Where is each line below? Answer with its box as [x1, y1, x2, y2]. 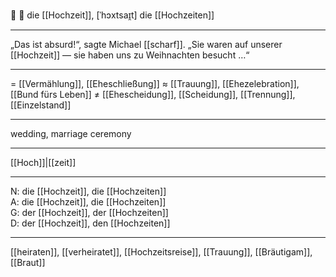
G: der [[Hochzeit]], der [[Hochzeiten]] [10, 207, 169, 218]
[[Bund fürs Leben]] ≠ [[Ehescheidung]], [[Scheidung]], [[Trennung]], [10, 89, 296, 100]
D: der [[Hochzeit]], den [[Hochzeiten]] [10, 217, 171, 229]
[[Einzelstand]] [10, 99, 72, 111]
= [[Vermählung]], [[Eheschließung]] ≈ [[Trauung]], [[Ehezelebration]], [10, 78, 300, 89]
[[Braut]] [10, 257, 46, 268]
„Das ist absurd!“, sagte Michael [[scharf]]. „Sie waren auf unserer [10, 39, 283, 50]
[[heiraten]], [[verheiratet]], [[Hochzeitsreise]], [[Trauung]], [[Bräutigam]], [10, 246, 313, 258]
